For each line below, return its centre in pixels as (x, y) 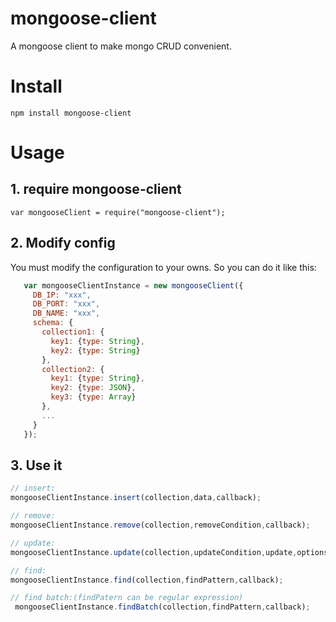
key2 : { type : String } (95, 350)
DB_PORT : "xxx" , (66, 304)
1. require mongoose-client (96, 189)
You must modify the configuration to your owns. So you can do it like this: (163, 267)
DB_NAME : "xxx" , (66, 313)
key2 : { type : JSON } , (93, 388)
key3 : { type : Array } (93, 397)
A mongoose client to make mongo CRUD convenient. (121, 46)
